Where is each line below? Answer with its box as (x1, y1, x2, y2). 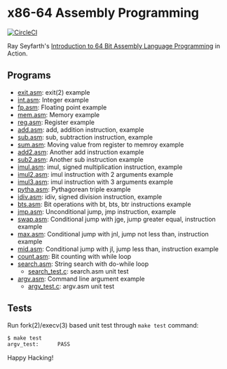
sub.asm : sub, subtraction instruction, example (17, 133, 153, 141)
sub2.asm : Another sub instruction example (17, 155, 144, 163)
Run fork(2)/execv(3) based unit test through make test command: (7, 321, 199, 329)
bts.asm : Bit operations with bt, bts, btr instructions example (17, 200, 191, 208)
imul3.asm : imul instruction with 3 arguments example (17, 177, 174, 186)
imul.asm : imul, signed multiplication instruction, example (17, 163, 183, 171)
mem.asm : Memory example (17, 110, 100, 119)
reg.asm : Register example (17, 118, 95, 126)
